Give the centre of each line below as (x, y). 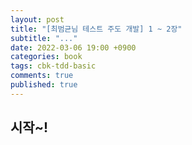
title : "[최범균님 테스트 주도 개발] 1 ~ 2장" (96, 29)
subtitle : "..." (44, 38)
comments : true (42, 76)
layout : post (37, 19)
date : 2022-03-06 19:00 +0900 (73, 47)
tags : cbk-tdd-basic (53, 66)
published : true (44, 85)
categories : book (46, 57)
